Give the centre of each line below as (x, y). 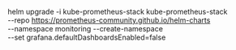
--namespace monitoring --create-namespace (86, 29)
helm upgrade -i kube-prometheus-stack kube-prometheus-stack (118, 12)
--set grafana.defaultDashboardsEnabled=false (87, 37)
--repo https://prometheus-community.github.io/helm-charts (109, 20)
